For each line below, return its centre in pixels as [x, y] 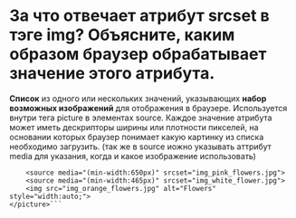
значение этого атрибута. [112, 74]
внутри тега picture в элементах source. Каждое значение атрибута [141, 118]
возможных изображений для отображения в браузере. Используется [148, 108]
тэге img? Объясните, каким [122, 35]
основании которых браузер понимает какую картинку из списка [137, 137]
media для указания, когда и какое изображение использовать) [133, 156]
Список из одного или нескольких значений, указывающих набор [138, 98]
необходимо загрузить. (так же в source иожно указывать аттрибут [140, 147]
